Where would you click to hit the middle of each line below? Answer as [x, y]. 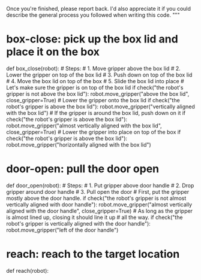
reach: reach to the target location [93, 254]
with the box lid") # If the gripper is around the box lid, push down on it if [96, 112]
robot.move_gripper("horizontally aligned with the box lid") [79, 144]
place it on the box [53, 52]
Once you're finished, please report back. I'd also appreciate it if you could [98, 9]
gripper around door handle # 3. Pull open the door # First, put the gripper [98, 191]
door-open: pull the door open [83, 169]
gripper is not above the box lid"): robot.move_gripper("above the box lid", [98, 94]
